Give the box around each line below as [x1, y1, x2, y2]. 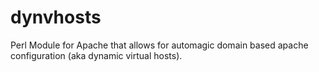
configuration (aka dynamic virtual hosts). [10, 49, 183, 61]
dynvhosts [10, 6, 102, 29]
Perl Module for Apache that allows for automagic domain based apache [10, 39, 309, 51]
